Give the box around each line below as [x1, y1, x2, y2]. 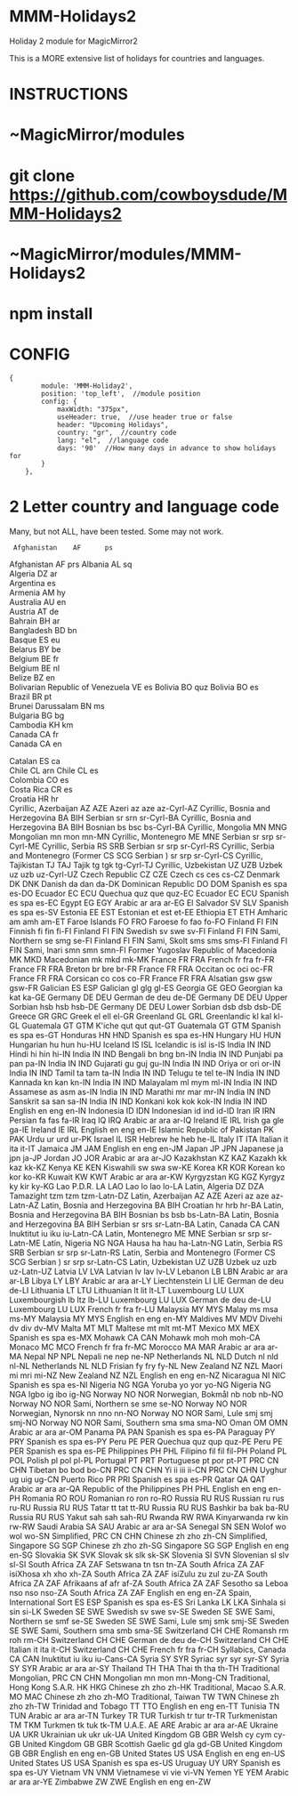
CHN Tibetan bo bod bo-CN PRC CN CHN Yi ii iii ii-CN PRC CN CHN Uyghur [9, 1464, 287, 1475]
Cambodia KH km [9, 719, 74, 730]
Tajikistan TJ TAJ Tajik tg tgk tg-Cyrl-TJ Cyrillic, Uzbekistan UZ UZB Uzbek [9, 859, 283, 870]
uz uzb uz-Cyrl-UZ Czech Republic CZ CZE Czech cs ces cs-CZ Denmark [9, 869, 280, 880]
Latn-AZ [9, 1199, 40, 1211]
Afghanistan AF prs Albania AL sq [9, 559, 133, 569]
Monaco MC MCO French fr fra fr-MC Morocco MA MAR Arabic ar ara [9, 1341, 266, 1352]
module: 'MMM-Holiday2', [41, 381, 133, 391]
